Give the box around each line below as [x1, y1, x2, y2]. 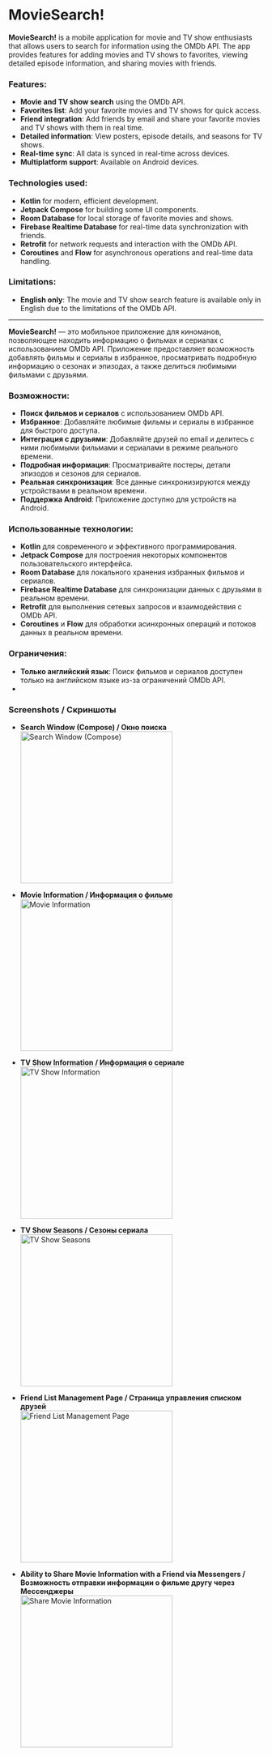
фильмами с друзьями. [8, 370, 89, 379]
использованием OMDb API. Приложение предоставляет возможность [8, 344, 255, 353]
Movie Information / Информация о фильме [19, 890, 173, 900]
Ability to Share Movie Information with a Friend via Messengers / [19, 1570, 245, 1579]
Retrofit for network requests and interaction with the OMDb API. [19, 239, 238, 249]
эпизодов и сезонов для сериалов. [19, 468, 142, 479]
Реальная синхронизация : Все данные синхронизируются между [19, 477, 251, 487]
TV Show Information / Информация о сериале [19, 1057, 185, 1067]
